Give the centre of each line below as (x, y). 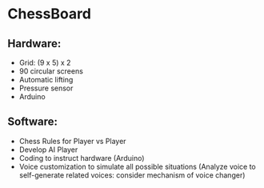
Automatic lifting (46, 80)
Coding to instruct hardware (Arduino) (82, 158)
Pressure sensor (46, 88)
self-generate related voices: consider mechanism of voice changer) (132, 175)
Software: (32, 122)
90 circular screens (51, 71)
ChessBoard (49, 14)
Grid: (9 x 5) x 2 (45, 62)
